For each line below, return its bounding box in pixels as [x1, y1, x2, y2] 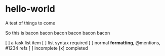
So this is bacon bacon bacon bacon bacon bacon [5, 30, 110, 36]
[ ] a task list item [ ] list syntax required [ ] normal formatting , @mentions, [5, 39, 160, 46]
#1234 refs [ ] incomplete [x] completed [5, 45, 88, 51]
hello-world [5, 3, 56, 15]
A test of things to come [5, 20, 56, 26]
